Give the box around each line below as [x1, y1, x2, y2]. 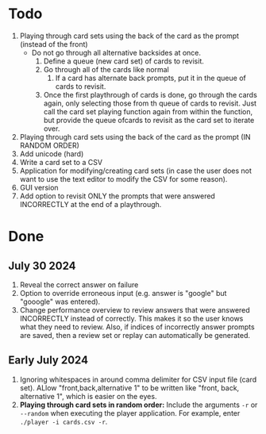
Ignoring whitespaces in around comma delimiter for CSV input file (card [19, 374, 257, 384]
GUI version [19, 182, 59, 192]
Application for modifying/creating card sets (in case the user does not [19, 166, 253, 175]
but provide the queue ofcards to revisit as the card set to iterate [43, 115, 255, 125]
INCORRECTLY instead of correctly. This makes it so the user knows [19, 313, 244, 323]
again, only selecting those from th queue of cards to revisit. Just [43, 98, 256, 108]
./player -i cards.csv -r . [19, 417, 108, 426]
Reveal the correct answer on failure [19, 279, 139, 290]
